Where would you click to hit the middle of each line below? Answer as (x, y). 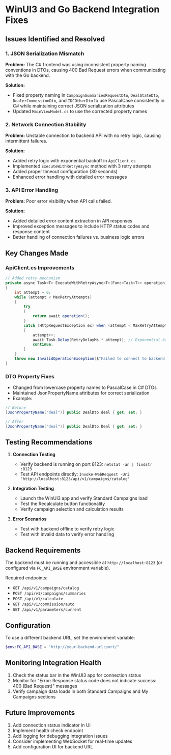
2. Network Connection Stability (46, 124)
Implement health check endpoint (48, 730)
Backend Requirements (43, 550)
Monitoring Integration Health (53, 663)
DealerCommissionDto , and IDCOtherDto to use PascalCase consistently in (89, 100)
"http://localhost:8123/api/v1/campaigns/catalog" (75, 479)
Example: (22, 399)
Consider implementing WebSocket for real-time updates (72, 741)
